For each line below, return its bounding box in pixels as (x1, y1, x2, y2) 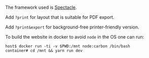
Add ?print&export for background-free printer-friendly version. (5, 24, 139, 30)
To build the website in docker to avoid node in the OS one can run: (5, 34, 144, 40)
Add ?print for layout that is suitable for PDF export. (5, 14, 115, 20)
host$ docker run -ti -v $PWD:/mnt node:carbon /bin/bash (5, 44, 130, 49)
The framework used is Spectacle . (5, 5, 77, 10)
